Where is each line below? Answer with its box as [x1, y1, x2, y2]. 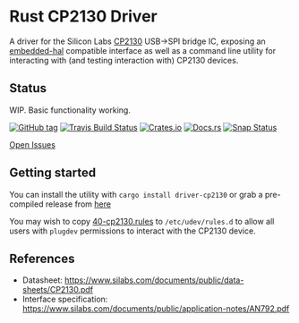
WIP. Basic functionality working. [9, 105, 132, 115]
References [9, 251, 75, 266]
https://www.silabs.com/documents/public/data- [64, 275, 244, 285]
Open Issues [9, 139, 56, 149]
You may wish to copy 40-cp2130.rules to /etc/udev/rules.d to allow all [9, 216, 275, 226]
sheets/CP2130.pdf [21, 285, 94, 295]
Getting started [9, 166, 97, 181]
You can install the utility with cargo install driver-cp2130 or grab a [9, 189, 263, 200]
